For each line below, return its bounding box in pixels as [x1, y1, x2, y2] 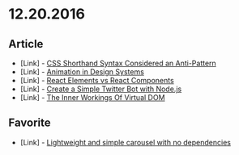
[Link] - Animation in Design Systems [19, 67, 144, 77]
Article [8, 37, 44, 51]
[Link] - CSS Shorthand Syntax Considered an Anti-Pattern [19, 58, 216, 68]
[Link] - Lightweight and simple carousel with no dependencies [19, 137, 231, 147]
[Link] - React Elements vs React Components [19, 76, 174, 85]
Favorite [8, 116, 51, 130]
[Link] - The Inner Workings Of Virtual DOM [19, 93, 165, 102]
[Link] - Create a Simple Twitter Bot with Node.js [19, 84, 182, 94]
